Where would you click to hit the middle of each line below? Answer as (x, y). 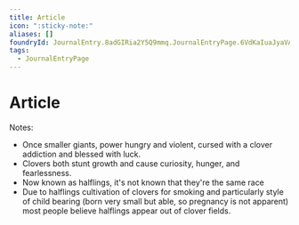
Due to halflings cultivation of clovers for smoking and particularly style (153, 191)
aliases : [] (31, 34)
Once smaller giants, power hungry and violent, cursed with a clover (147, 144)
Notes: (21, 127)
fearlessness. (47, 173)
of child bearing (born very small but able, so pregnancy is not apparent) (155, 201)
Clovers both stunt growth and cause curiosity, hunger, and (131, 163)
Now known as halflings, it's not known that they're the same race (143, 182)
